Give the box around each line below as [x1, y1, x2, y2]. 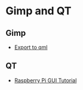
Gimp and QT [5, 4, 72, 18]
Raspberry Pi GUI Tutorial [14, 76, 77, 84]
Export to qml [14, 44, 48, 51]
